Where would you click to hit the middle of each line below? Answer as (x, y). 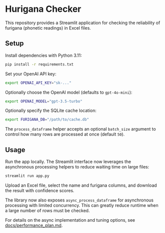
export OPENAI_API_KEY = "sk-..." (38, 83)
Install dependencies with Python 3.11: (44, 55)
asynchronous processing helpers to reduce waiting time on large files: (77, 167)
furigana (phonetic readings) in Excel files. (48, 28)
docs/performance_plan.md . (34, 225)
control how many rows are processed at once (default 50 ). (65, 134)
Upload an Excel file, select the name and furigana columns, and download (81, 185)
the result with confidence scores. (40, 190)
